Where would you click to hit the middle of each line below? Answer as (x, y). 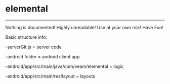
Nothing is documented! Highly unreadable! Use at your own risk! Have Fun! (84, 27)
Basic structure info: (26, 37)
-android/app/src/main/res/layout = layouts (50, 76)
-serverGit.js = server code (34, 47)
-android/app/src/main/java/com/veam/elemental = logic (65, 66)
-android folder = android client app (42, 56)
